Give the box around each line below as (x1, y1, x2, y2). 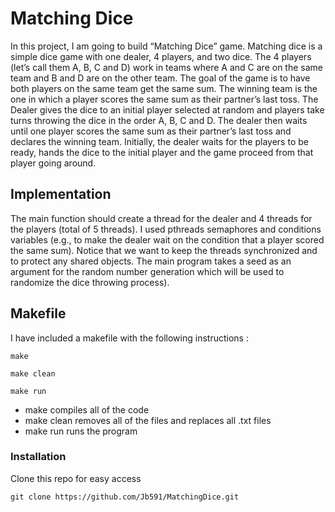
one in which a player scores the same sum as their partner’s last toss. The (10, 93, 319, 105)
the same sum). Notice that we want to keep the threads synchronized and (10, 244, 318, 256)
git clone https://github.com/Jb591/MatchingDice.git (10, 492, 240, 502)
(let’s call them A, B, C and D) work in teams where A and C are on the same (10, 61, 323, 73)
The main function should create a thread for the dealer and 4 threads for (10, 212, 313, 224)
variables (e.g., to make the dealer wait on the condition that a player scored (10, 233, 325, 246)
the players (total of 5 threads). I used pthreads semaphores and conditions (10, 223, 322, 235)
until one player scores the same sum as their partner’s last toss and (10, 125, 292, 137)
